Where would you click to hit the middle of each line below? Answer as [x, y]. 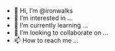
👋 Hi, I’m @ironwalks [43, 11]
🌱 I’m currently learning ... [51, 25]
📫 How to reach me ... [46, 40]
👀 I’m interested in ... [43, 18]
